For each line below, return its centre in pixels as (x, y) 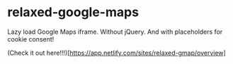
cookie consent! (31, 39)
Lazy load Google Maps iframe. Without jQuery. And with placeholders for (115, 32)
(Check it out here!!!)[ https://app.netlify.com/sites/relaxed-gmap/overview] (117, 53)
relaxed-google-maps (73, 12)
